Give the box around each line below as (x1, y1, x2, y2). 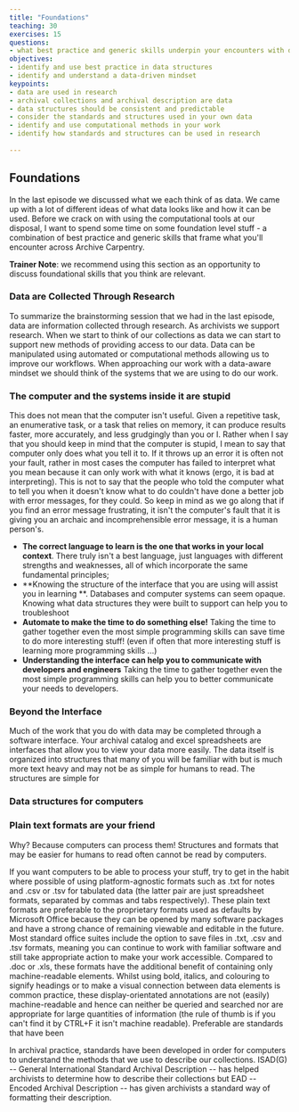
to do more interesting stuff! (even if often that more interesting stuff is (21, 636, 281, 647)
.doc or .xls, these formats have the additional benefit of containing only (9, 960, 273, 972)
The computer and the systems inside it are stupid (9, 390, 231, 402)
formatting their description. (9, 1091, 112, 1102)
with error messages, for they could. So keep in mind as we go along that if (9, 496, 285, 507)
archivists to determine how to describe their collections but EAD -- (9, 1073, 257, 1083)
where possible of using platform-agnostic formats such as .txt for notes (9, 876, 276, 886)
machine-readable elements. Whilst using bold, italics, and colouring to (9, 970, 270, 981)
